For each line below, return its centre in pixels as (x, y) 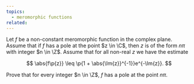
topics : (16, 12)
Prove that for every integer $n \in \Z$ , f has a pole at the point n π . (87, 75)
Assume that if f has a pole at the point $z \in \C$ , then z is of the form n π (96, 46)
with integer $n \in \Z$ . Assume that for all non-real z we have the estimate (97, 52)
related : (17, 22)
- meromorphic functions (42, 17)
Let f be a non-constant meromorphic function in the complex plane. (89, 40)
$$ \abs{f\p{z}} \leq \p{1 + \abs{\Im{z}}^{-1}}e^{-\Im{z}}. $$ (99, 63)
